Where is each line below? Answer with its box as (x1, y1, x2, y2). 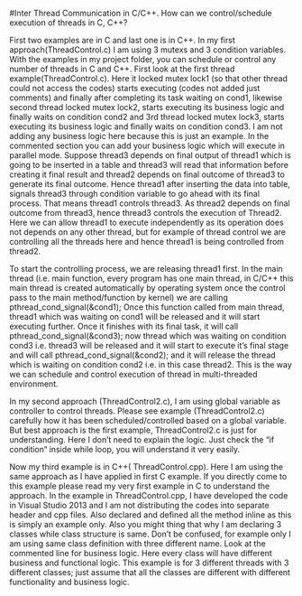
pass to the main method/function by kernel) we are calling (9, 293, 228, 303)
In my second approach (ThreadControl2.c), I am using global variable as (9, 396, 281, 406)
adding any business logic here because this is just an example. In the (9, 131, 270, 141)
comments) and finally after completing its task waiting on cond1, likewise (9, 92, 283, 103)
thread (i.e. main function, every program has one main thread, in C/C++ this (9, 273, 294, 284)
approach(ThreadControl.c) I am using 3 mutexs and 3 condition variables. (9, 44, 287, 55)
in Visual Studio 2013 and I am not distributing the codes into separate (9, 500, 270, 510)
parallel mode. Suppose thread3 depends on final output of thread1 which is (9, 150, 291, 161)
